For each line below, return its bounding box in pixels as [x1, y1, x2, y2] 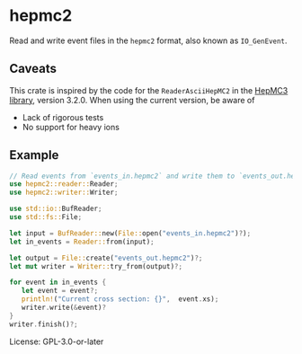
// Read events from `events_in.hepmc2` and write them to [9, 172, 235, 181]
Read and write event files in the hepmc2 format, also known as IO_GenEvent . [9, 35, 288, 46]
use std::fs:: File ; [9, 213, 83, 222]
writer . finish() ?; [9, 320, 78, 329]
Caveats [9, 61, 57, 76]
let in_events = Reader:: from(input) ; [9, 237, 155, 246]
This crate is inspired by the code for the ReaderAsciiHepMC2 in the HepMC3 [9, 84, 289, 95]
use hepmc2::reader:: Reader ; [9, 180, 119, 189]
